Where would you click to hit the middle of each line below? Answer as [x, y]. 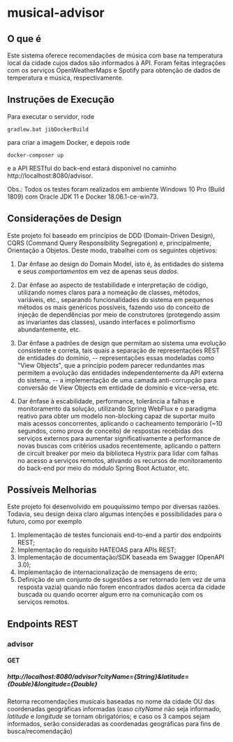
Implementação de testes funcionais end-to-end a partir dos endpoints [119, 535]
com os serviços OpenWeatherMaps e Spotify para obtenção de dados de [114, 70]
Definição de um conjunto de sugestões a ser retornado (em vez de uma [121, 580]
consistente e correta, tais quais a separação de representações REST [118, 350]
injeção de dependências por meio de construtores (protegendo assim [119, 314]
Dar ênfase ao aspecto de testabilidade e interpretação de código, [113, 285]
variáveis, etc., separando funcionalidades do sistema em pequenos [115, 299]
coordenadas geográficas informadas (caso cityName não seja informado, [114, 709]
